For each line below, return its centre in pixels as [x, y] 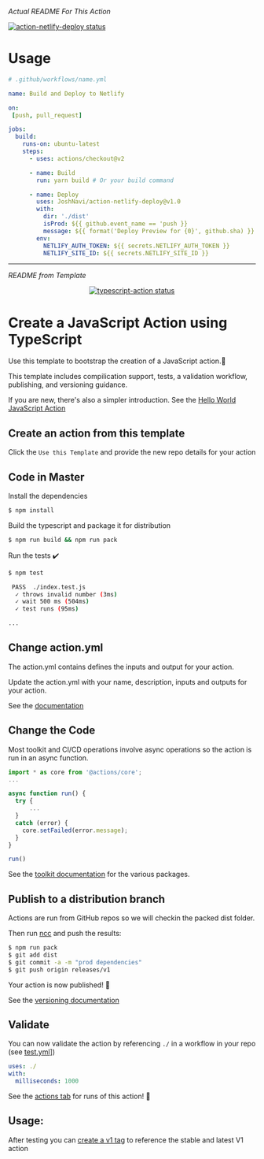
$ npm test [26, 573]
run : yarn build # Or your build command [105, 180]
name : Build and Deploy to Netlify [66, 94]
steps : [33, 152]
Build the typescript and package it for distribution [90, 525]
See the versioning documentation [64, 1000]
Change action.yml [56, 648]
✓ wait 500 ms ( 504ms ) [52, 602]
